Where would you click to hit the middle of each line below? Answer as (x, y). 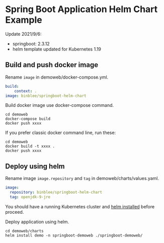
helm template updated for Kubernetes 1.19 (57, 49)
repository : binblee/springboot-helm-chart (56, 193)
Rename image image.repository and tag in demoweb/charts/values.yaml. (82, 178)
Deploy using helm (35, 166)
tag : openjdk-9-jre (30, 197)
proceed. (15, 212)
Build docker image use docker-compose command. (60, 105)
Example (24, 20)
